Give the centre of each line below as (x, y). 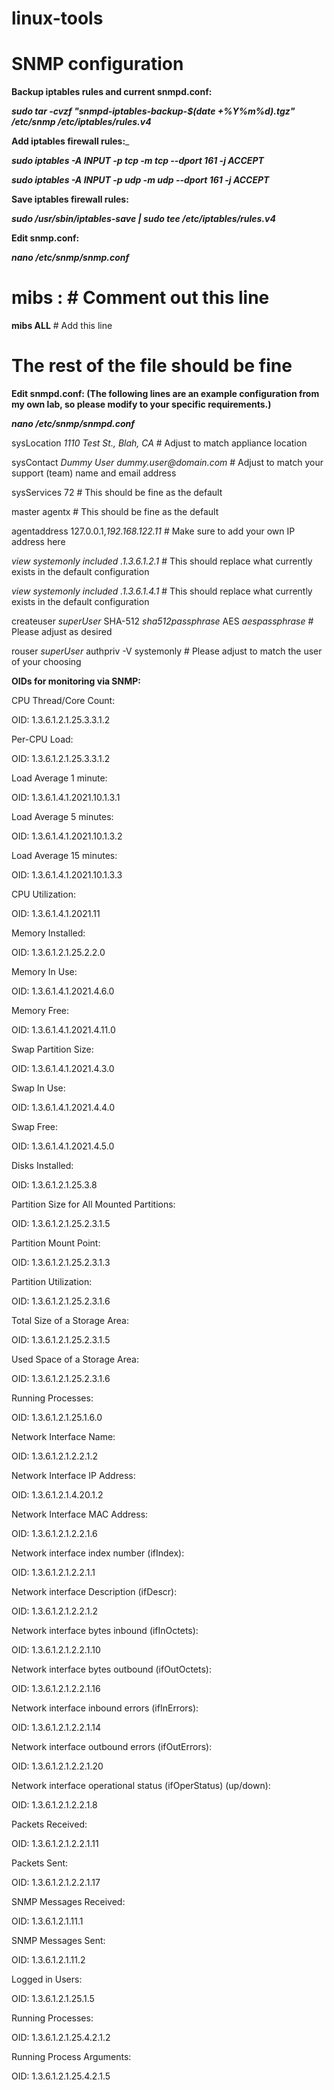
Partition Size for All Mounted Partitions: (93, 1204)
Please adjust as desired (62, 631)
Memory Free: (40, 1010)
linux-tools (57, 18)
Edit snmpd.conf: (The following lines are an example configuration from (165, 393)
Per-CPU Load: (42, 739)
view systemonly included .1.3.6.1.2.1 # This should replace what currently (162, 561)
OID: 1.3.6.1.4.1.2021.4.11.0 (63, 1030)
